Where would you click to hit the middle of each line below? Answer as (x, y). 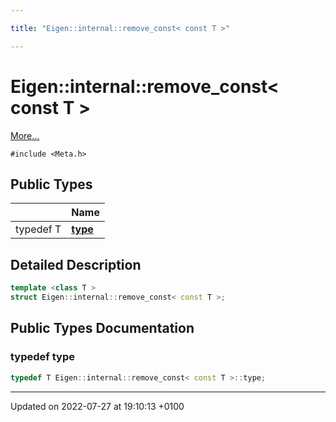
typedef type (42, 357)
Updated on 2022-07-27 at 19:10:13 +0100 (97, 406)
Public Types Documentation (102, 328)
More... (25, 135)
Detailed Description (76, 264)
